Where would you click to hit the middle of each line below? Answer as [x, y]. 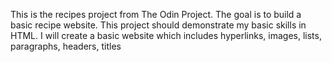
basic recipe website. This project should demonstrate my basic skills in [158, 25]
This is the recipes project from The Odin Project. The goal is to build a [156, 14]
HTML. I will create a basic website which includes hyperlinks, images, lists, [166, 35]
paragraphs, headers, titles [66, 46]
